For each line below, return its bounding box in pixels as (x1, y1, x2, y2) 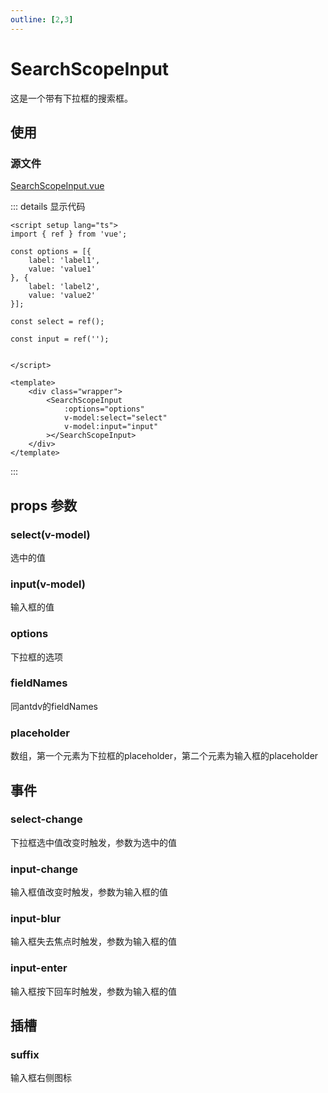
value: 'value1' (28, 264, 97, 275)
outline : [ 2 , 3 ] (10, 14, 74, 25)
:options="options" (63, 404, 145, 415)
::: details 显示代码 (10, 201, 86, 213)
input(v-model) (10, 577, 87, 591)
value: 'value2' (28, 291, 97, 301)
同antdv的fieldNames (10, 700, 99, 712)
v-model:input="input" (63, 422, 159, 432)
